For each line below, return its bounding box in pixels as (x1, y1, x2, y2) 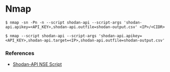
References (5, 50, 35, 57)
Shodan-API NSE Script (12, 61, 62, 67)
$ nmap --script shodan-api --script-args (5, 33, 97, 38)
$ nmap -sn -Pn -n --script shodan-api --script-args (5, 20, 122, 25)
